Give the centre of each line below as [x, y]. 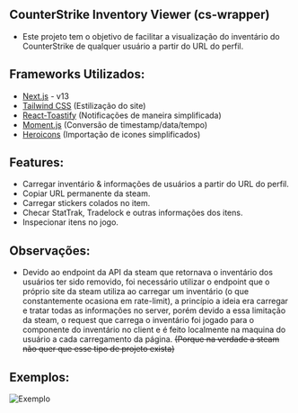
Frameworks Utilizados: [77, 74]
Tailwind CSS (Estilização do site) [84, 105]
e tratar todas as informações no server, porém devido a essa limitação [154, 310]
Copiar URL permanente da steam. [86, 193]
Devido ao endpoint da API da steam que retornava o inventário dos [148, 273]
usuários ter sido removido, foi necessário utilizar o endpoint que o [146, 282]
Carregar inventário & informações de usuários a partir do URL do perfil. [155, 184]
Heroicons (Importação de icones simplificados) [111, 134]
